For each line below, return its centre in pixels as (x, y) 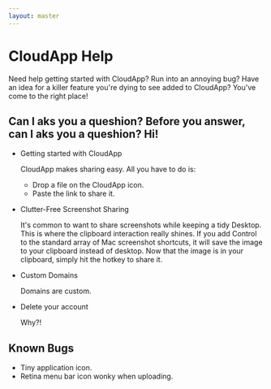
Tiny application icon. (56, 368)
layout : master (34, 16)
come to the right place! (48, 96)
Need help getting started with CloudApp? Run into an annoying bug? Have (134, 79)
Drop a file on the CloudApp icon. (88, 185)
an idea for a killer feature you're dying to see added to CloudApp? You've (132, 87)
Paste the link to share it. (73, 194)
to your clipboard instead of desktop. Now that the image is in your (132, 251)
